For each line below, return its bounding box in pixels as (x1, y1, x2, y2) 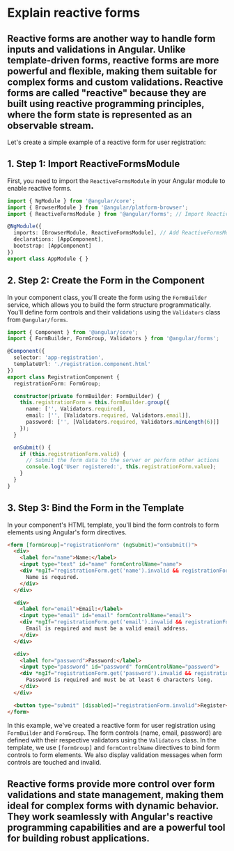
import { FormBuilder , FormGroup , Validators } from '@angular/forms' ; (7, 335, 219, 342)
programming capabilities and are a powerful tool (7, 821, 226, 833)
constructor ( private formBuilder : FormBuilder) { (13, 392, 160, 399)
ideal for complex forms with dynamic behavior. (7, 800, 219, 811)
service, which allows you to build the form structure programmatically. (7, 301, 212, 309)
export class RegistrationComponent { (7, 374, 120, 381)
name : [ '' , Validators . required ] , (25, 406, 127, 413)
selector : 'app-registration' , (13, 354, 104, 361)
